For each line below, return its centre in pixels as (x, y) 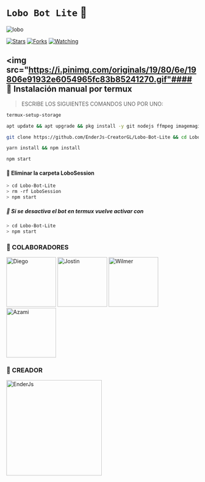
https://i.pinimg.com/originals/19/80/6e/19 (112, 70)
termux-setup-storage (34, 115)
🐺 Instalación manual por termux (69, 89)
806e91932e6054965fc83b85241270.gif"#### (99, 80)
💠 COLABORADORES (38, 247)
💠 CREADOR (24, 370)
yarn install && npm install (43, 148)
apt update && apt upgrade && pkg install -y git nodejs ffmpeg (90, 126)
